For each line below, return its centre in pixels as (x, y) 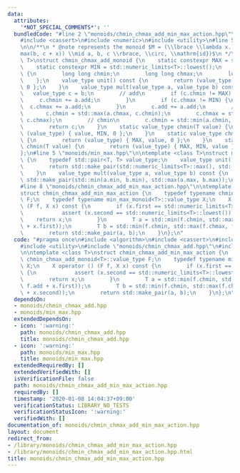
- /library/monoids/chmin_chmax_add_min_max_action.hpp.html (100, 452)
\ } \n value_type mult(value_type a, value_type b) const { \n (124, 173)
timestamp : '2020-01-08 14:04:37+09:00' (75, 399)
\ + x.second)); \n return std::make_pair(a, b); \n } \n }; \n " (127, 293)
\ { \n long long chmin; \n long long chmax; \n (111, 73)
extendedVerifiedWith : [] (52, 372)
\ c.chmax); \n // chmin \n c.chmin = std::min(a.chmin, (126, 120)
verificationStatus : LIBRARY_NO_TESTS (72, 405)
